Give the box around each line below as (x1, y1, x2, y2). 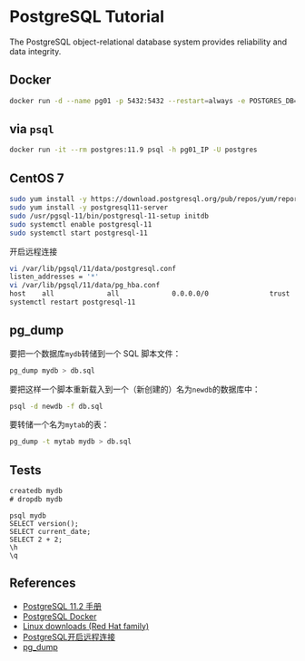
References (9, 576, 76, 591)
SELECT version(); (9, 519, 79, 528)
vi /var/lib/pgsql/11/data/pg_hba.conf (9, 281, 161, 290)
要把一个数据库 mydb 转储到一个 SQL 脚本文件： (9, 347, 182, 359)
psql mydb (9, 510, 47, 520)
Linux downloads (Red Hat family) (22, 620, 150, 631)
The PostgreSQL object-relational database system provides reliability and (9, 36, 288, 47)
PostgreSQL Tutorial (9, 6, 165, 27)
